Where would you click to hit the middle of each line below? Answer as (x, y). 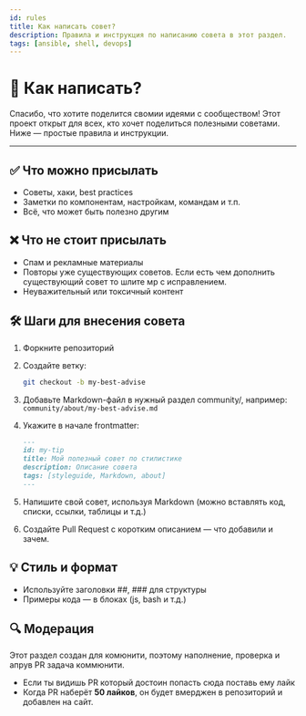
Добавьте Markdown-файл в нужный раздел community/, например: (155, 400)
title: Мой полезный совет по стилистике (102, 459)
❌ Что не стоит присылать (88, 240)
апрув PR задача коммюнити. (67, 665)
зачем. (36, 538)
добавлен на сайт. (58, 702)
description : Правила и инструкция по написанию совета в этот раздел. (148, 35)
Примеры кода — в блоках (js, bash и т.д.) (104, 599)
